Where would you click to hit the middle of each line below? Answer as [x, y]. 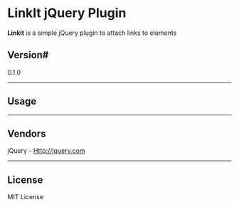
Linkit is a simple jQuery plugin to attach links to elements [92, 33]
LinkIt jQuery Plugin [67, 13]
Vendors [27, 133]
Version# [28, 55]
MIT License [26, 197]
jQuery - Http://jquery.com [46, 151]
